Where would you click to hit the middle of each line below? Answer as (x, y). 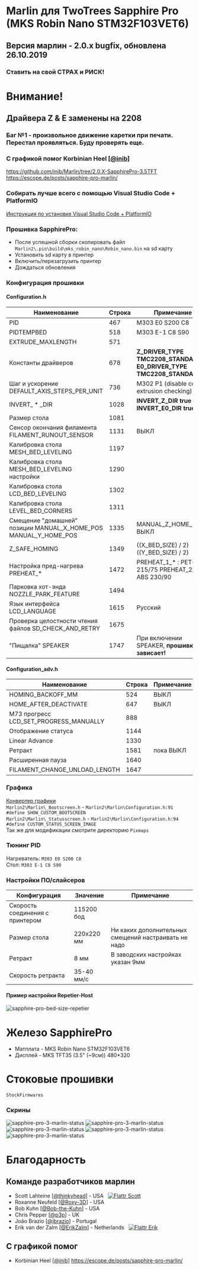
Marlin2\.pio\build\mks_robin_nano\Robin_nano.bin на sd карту (94, 248)
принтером (25, 921)
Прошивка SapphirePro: (42, 229)
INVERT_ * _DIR (31, 405)
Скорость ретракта (37, 975)
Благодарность (46, 1160)
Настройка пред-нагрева (46, 566)
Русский (149, 608)
